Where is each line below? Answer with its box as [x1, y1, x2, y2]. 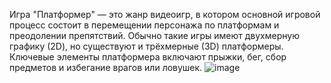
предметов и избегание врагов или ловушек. [9, 62, 203, 73]
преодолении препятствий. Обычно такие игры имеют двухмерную [9, 30, 300, 41]
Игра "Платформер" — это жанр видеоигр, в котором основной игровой [9, 9, 321, 20]
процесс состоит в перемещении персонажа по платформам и [9, 19, 280, 31]
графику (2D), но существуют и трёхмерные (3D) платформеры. [9, 40, 284, 52]
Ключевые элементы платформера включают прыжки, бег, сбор [9, 51, 287, 63]
